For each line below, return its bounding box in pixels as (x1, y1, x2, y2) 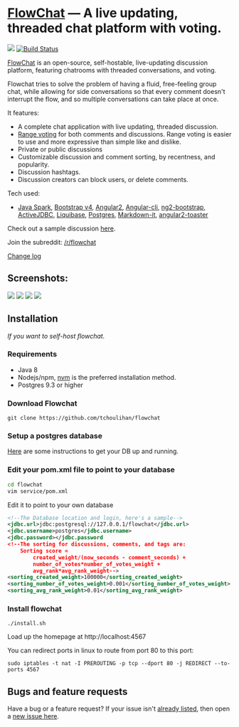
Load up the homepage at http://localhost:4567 (7, 632, 147, 641)
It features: (7, 108, 39, 117)
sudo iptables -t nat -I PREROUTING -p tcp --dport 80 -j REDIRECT (7, 660, 212, 667)
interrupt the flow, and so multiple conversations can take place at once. (7, 95, 219, 103)
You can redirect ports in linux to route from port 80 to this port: (7, 646, 194, 655)
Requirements (7, 349, 58, 359)
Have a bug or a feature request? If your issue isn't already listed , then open (7, 704, 230, 713)
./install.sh (7, 620, 46, 627)
